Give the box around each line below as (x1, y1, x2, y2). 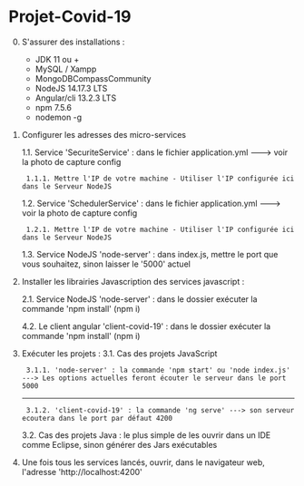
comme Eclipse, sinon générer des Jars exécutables (21, 439, 218, 450)
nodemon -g (34, 112, 83, 122)
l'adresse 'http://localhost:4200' (21, 466, 142, 477)
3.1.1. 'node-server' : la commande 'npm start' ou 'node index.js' (25, 365, 291, 374)
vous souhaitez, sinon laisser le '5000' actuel (21, 258, 191, 269)
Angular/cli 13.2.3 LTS (34, 92, 117, 103)
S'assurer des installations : (21, 36, 125, 47)
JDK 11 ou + (34, 53, 80, 64)
